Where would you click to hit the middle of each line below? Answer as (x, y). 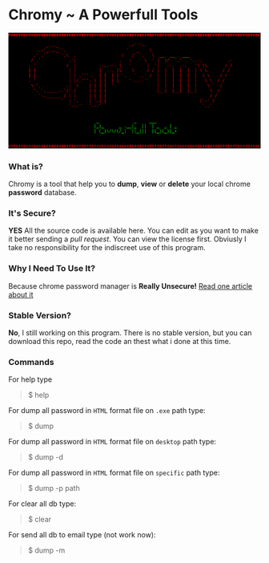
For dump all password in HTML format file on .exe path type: (107, 411)
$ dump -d (46, 457)
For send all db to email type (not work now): (82, 535)
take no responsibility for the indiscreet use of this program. (107, 248)
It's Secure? (32, 213)
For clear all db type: (42, 504)
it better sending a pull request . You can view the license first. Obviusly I (127, 239)
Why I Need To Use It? (52, 269)
